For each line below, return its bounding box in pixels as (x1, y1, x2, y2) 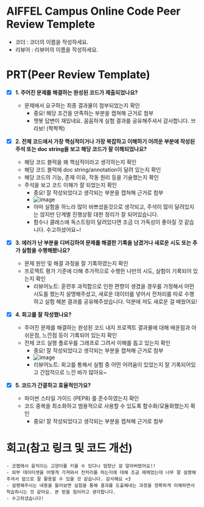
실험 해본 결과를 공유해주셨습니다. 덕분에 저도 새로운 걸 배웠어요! (44, 298, 198, 305)
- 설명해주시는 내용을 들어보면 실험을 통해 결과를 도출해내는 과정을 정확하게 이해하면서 (6, 483, 195, 489)
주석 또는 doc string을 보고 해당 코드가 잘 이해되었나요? (15, 146, 147, 152)
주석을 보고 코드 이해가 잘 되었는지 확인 (24, 182, 118, 188)
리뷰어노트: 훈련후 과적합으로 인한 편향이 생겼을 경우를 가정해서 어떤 (33, 283, 195, 290)
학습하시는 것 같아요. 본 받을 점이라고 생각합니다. (6, 489, 116, 495)
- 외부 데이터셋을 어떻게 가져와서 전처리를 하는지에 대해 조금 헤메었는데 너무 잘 (6, 470, 181, 476)
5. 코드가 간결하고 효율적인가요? (15, 382, 91, 389)
